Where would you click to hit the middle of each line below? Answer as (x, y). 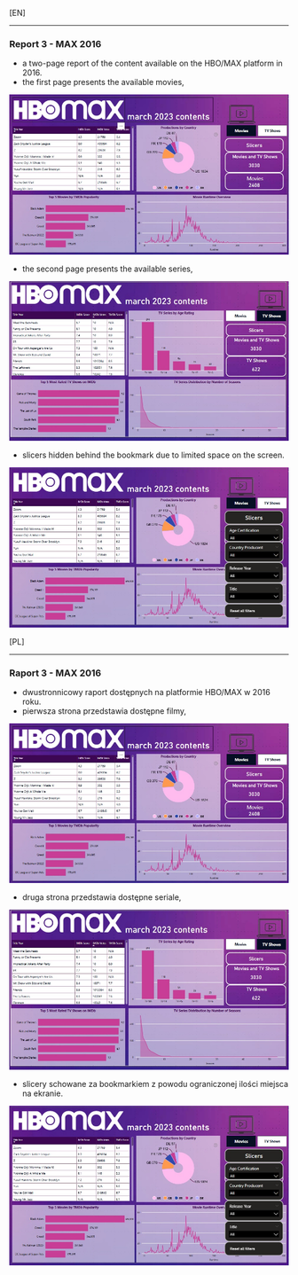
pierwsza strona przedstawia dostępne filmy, (104, 711)
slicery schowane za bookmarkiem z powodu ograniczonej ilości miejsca (155, 1083)
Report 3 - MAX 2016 (55, 43)
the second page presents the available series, (107, 269)
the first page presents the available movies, (103, 82)
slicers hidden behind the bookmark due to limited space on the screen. (153, 455)
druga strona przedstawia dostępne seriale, (102, 897)
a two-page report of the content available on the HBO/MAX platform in (153, 63)
